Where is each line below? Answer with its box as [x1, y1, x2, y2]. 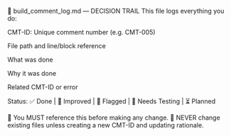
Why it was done [7, 69, 57, 77]
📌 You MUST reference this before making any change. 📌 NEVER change [7, 113, 220, 122]
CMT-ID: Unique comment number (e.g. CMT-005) [7, 28, 156, 36]
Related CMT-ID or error [7, 83, 78, 91]
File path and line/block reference [7, 42, 107, 50]
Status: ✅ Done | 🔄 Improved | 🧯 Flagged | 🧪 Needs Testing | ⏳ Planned [7, 97, 216, 106]
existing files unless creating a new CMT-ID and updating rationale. [7, 121, 204, 129]
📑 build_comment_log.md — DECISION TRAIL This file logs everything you [7, 7, 225, 15]
